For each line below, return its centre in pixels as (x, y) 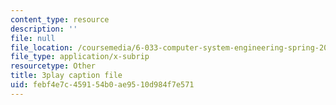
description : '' (44, 29)
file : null (33, 38)
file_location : (42, 47)
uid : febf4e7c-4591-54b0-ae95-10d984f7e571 (102, 85)
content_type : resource (60, 19)
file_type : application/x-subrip (80, 57)
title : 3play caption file (66, 76)
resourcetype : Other (53, 66)
